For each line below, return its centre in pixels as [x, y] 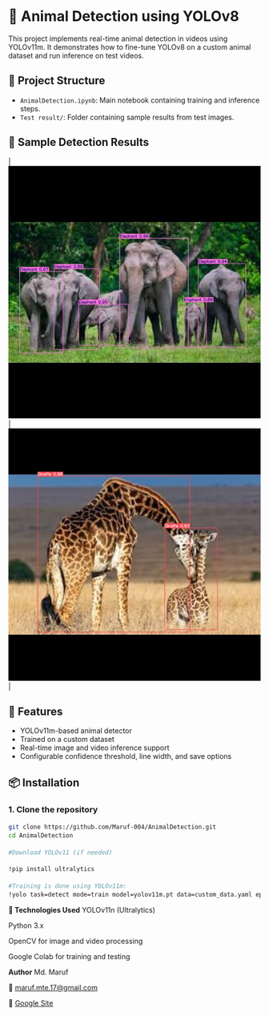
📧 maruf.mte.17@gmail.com [53, 987]
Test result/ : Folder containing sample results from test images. [127, 117]
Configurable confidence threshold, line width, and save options [126, 756]
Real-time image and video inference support [94, 748]
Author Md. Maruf [38, 972]
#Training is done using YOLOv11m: [68, 886]
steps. [30, 108]
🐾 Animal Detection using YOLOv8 [124, 16]
